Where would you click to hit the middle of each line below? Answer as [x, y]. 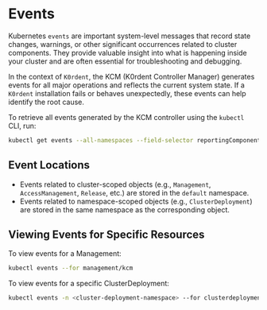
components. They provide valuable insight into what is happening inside [128, 52]
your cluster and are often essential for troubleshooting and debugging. [125, 61]
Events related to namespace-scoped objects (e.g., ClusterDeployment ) [136, 201]
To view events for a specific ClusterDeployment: [89, 284]
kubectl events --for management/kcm [71, 268]
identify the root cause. [46, 102]
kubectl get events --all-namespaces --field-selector [101, 140]
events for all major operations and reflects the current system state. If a [126, 85]
